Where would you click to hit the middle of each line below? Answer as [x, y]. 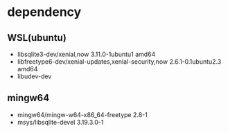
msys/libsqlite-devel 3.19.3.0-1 [60, 122]
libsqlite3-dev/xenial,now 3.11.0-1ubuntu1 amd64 [86, 54]
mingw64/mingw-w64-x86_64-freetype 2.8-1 [82, 114]
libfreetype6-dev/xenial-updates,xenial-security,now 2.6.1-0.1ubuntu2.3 [119, 62]
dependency [44, 12]
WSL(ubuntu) [37, 38]
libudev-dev [34, 76]
